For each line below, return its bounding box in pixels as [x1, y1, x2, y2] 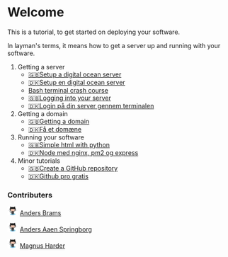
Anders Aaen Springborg [19, 225, 92, 234]
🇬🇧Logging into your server [28, 93, 112, 102]
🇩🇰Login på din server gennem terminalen [28, 101, 154, 110]
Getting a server [17, 62, 65, 71]
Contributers [7, 190, 53, 200]
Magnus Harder [19, 241, 66, 250]
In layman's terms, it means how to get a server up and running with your [7, 41, 221, 50]
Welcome [7, 4, 64, 21]
